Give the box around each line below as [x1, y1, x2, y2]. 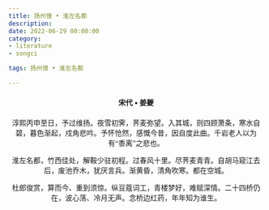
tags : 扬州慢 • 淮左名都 [8, 64, 83, 73]
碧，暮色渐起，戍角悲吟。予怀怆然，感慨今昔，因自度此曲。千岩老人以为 [15, 129, 257, 138]
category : [8, 34, 42, 43]
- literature [8, 42, 53, 50]
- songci [8, 49, 38, 58]
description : [8, 19, 53, 28]
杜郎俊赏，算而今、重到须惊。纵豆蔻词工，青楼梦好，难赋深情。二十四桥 [11, 183, 254, 192]
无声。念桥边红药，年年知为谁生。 [107, 194, 221, 203]
